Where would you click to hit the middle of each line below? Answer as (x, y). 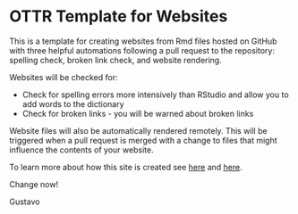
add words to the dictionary (73, 103)
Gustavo (25, 202)
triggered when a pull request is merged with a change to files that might (143, 140)
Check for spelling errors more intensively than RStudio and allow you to (155, 95)
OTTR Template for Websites (119, 16)
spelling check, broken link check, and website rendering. (115, 60)
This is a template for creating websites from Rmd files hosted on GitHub (143, 41)
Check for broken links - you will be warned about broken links (138, 113)
